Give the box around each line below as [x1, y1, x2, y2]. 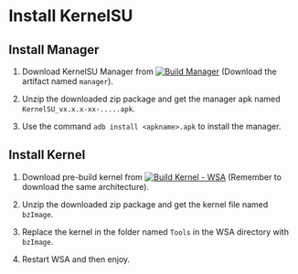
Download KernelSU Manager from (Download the [21, 66, 277, 77]
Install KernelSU [8, 5, 133, 26]
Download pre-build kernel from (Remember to [21, 171, 282, 183]
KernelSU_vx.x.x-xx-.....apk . [21, 103, 136, 114]
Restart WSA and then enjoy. [21, 253, 131, 265]
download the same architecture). [21, 181, 150, 192]
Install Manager [8, 42, 100, 58]
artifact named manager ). [21, 76, 113, 87]
